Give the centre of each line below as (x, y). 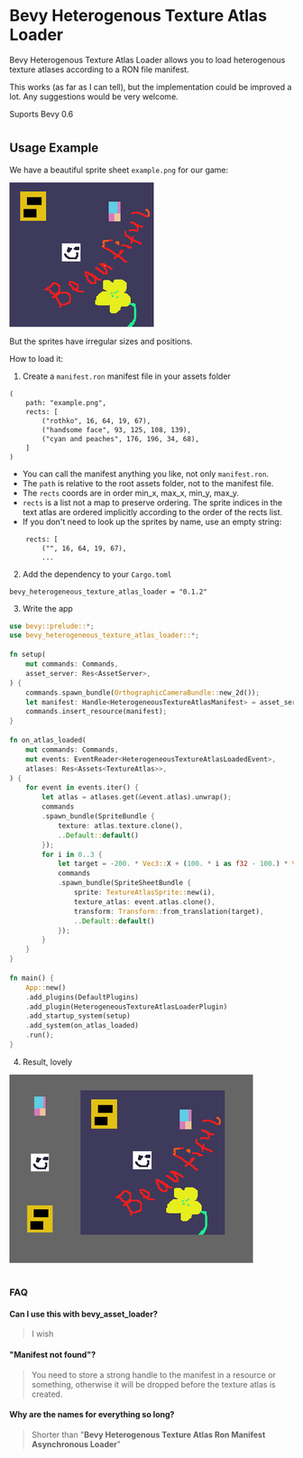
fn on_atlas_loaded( (48, 741)
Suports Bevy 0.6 (41, 114)
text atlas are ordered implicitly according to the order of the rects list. (152, 512)
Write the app (48, 608)
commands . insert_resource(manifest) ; (96, 712)
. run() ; (40, 1035)
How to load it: (37, 358)
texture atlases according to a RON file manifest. (99, 69)
